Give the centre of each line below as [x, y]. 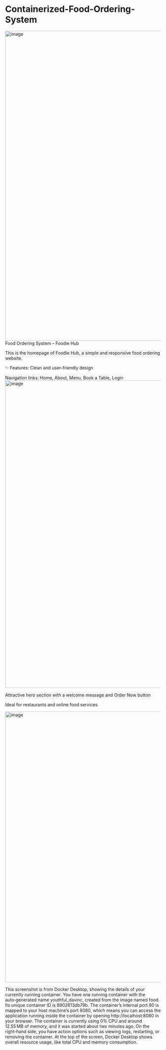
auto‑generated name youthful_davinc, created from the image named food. [82, 1000]
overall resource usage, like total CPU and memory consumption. [71, 1042]
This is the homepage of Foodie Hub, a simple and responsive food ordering [83, 353]
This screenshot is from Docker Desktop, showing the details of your [75, 989]
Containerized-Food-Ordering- [70, 9]
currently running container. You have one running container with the [75, 994]
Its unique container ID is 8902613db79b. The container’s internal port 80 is [82, 1005]
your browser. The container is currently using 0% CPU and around [74, 1021]
